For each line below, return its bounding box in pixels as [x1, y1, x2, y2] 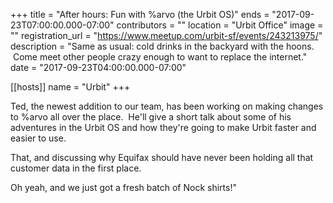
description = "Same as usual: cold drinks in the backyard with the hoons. [10, 40, 315, 52]
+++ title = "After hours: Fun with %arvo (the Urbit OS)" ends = [10, 9, 270, 20]
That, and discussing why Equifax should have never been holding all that [10, 152, 314, 163]
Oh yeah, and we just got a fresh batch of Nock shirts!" [10, 182, 237, 193]
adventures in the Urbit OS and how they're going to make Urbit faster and [10, 122, 317, 133]
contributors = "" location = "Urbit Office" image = [116, 19, 324, 31]
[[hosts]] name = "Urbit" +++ [10, 81, 131, 93]
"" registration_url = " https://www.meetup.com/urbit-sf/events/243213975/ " [10, 30, 323, 41]
